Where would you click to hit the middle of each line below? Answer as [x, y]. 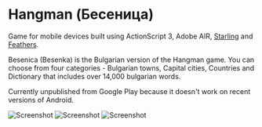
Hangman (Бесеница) [81, 15]
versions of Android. [41, 100]
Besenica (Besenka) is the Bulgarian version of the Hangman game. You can [131, 60]
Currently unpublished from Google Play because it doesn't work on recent [129, 91]
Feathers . [24, 44]
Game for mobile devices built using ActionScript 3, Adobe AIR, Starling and [131, 36]
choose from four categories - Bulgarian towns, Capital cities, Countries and [131, 67]
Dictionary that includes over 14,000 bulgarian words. [95, 76]
